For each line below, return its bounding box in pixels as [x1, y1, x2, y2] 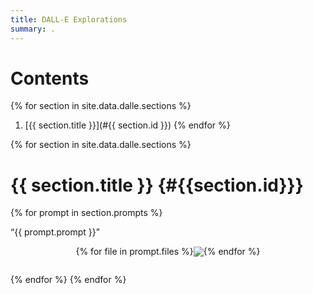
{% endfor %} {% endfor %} [10, 274, 127, 286]
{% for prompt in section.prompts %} [10, 207, 163, 219]
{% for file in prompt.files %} [75, 246, 194, 258]
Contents [10, 67, 90, 90]
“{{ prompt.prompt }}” [10, 226, 100, 238]
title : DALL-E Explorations [10, 14, 128, 25]
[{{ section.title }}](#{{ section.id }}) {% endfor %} [24, 119, 231, 131]
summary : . [10, 24, 56, 34]
